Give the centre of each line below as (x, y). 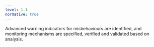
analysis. (14, 39)
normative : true (22, 14)
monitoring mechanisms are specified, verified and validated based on (77, 34)
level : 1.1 (16, 10)
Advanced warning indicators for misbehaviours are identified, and (74, 28)
